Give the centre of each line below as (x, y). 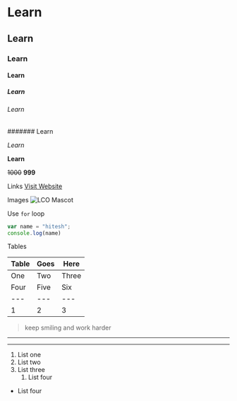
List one (29, 355)
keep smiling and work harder (68, 328)
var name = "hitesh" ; (39, 226)
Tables (17, 246)
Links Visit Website (35, 186)
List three (31, 370)
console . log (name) (34, 233)
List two (29, 362)
